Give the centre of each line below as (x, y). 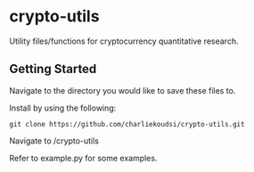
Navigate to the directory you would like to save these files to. (123, 90)
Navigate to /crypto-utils (54, 141)
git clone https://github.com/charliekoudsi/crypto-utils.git (127, 124)
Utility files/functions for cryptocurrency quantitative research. (124, 41)
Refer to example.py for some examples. (83, 158)
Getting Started (53, 69)
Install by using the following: (63, 108)
